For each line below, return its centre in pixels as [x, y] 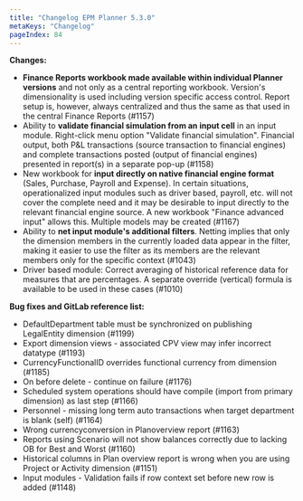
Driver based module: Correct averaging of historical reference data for [156, 270]
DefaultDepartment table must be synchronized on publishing [137, 324]
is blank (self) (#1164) [62, 421]
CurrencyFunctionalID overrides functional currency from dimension [150, 363]
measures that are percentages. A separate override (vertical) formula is [157, 279]
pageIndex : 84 [36, 34]
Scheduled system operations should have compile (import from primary [158, 392]
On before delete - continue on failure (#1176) [107, 382]
